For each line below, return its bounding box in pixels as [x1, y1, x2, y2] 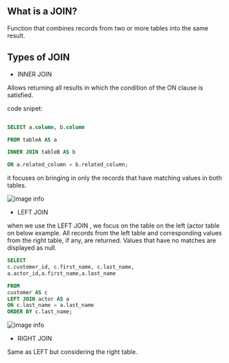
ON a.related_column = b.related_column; [7, 161, 129, 169]
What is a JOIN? [7, 6, 77, 17]
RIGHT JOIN [17, 335, 53, 343]
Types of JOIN [7, 51, 71, 63]
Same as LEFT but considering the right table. [7, 348, 138, 356]
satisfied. [7, 90, 33, 99]
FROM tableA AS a [7, 136, 57, 143]
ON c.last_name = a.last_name [7, 302, 95, 309]
